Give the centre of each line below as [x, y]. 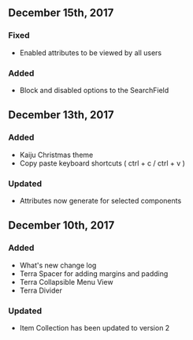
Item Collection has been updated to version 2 [95, 327]
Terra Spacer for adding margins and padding [94, 273]
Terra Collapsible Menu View [66, 282]
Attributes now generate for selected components [100, 200]
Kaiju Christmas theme [56, 155]
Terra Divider [41, 290]
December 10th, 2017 [61, 225]
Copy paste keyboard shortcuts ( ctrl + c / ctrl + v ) [102, 163]
